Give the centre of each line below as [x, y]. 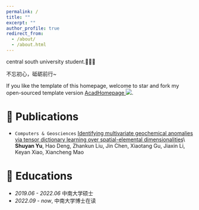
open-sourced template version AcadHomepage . [70, 93]
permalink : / [22, 12]
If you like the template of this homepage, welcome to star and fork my [93, 85]
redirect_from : [25, 34]
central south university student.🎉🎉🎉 [51, 61]
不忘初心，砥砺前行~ [31, 74]
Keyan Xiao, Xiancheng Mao [49, 152]
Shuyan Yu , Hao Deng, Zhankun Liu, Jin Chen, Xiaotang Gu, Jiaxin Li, [100, 145]
